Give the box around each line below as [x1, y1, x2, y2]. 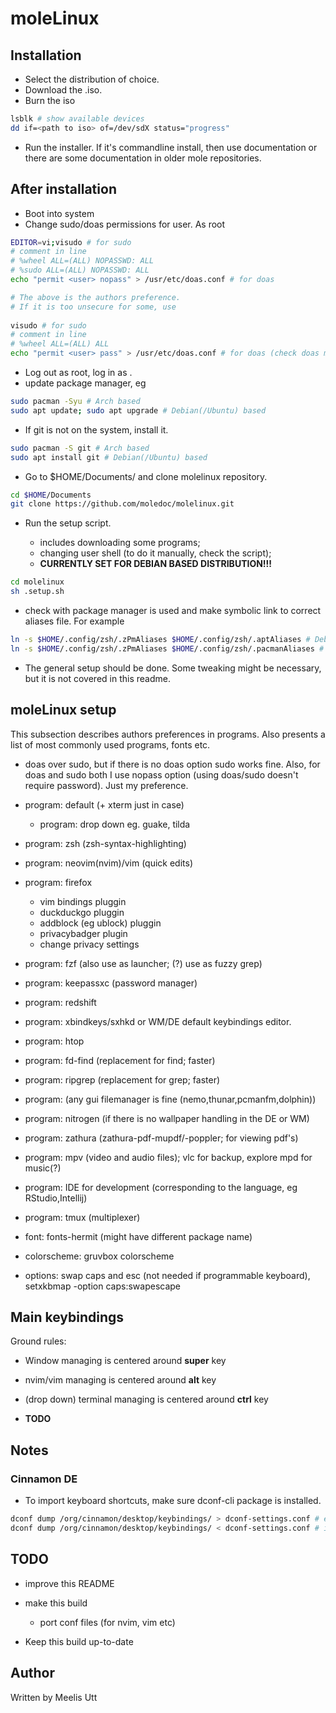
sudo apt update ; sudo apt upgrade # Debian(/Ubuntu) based [10, 405, 267, 416]
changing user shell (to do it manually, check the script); [39, 547, 272, 559]
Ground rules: [10, 1335, 67, 1347]
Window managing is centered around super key [24, 1355, 227, 1367]
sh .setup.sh [10, 587, 65, 597]
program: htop [24, 1035, 85, 1047]
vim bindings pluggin [39, 895, 127, 907]
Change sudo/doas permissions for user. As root [24, 218, 226, 230]
